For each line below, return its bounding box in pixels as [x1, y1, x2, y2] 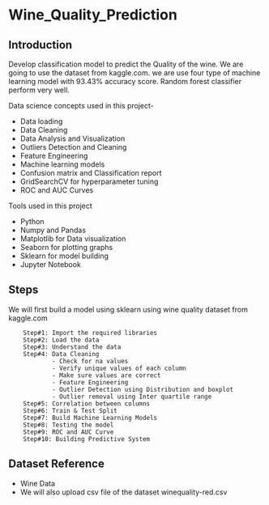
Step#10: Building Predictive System [23, 435, 151, 443]
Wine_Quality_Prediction [8, 6, 178, 24]
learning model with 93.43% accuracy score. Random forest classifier [8, 77, 241, 86]
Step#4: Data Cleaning [23, 350, 100, 358]
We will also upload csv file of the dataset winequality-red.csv [19, 487, 228, 497]
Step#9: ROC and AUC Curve [23, 427, 114, 436]
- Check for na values [51, 357, 129, 365]
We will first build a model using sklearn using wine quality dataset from [8, 304, 249, 314]
